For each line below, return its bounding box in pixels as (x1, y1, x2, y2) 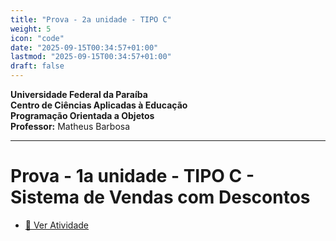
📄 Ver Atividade (24, 219, 90, 231)
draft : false (10, 61, 65, 71)
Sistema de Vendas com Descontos (10, 186, 311, 209)
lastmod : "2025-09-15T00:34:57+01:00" (10, 52, 172, 62)
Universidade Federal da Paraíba (10, 89, 148, 100)
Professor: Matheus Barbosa (10, 121, 131, 132)
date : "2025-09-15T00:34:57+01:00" (10, 42, 159, 53)
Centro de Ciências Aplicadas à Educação (10, 99, 188, 111)
